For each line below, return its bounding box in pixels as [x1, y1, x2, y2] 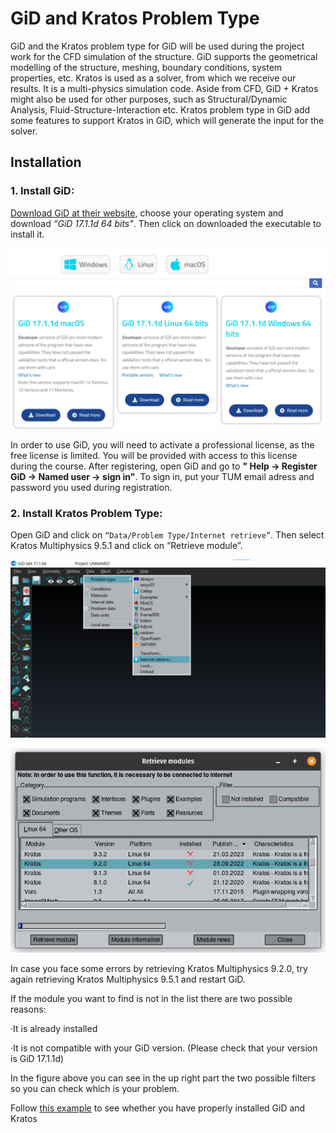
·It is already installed [10, 1023, 98, 1035]
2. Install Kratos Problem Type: [10, 506, 163, 520]
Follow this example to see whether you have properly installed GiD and [10, 1102, 306, 1114]
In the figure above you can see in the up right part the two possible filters [10, 1072, 316, 1084]
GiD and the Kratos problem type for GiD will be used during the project [10, 40, 305, 52]
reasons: [10, 1003, 47, 1016]
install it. [10, 228, 45, 240]
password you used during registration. [10, 482, 173, 494]
